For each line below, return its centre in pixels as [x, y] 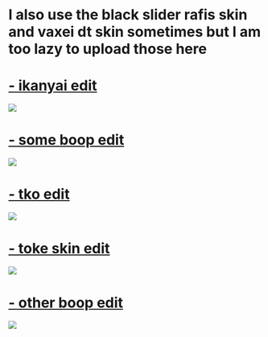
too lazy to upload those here [108, 49]
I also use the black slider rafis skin [128, 15]
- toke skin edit [59, 249]
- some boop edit [66, 140]
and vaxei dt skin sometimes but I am [135, 32]
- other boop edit [66, 303]
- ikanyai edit [53, 86]
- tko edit [39, 194]
